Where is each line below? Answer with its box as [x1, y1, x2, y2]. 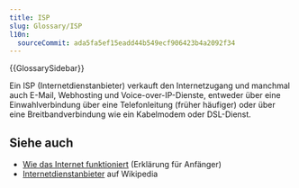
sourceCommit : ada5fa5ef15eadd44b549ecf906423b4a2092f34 [17, 38, 236, 48]
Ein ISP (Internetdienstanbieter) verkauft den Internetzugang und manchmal [9, 80, 291, 91]
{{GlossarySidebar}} [9, 63, 86, 74]
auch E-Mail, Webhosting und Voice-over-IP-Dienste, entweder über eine [9, 90, 281, 101]
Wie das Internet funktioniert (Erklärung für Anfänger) [22, 159, 222, 170]
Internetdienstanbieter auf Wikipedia [22, 168, 159, 180]
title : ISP [9, 13, 50, 22]
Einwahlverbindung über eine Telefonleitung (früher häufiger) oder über [9, 100, 276, 111]
